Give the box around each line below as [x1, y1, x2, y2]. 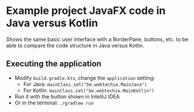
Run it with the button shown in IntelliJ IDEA [14, 93, 120, 100]
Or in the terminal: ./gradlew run [14, 99, 94, 106]
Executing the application [6, 59, 101, 69]
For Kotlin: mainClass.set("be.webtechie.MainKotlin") [23, 86, 155, 94]
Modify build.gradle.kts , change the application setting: [14, 74, 155, 81]
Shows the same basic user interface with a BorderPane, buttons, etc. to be [6, 36, 189, 43]
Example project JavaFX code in [6, 4, 166, 17]
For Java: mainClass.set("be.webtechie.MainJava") [23, 80, 148, 87]
